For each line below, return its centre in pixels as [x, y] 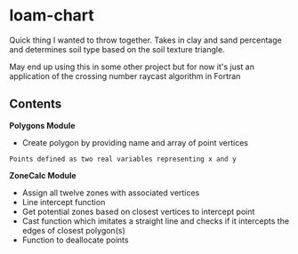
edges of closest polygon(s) [74, 230]
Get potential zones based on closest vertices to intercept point [138, 211]
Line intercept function [64, 202]
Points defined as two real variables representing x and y [123, 159]
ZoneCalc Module [43, 175]
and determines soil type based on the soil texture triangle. [117, 49]
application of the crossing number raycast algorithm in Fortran [125, 75]
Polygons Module [42, 125]
